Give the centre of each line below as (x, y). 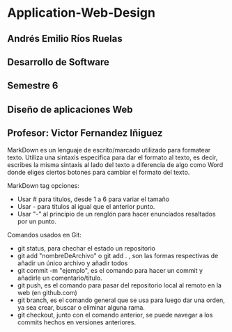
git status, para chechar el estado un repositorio (86, 248)
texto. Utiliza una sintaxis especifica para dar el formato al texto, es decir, (113, 157)
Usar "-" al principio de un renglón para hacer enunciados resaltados (116, 214)
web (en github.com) (47, 292)
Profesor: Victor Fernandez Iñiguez (85, 133)
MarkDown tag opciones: (44, 185)
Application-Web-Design (81, 13)
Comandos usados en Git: (44, 235)
